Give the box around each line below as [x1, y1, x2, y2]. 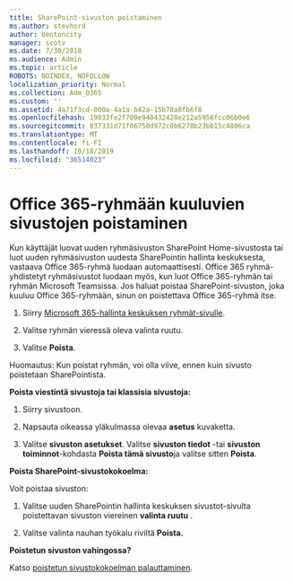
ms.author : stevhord [9, 22, 87, 31]
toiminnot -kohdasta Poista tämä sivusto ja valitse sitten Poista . [22, 448, 257, 459]
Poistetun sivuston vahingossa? [9, 545, 132, 556]
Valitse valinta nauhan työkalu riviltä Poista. [22, 527, 184, 539]
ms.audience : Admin [9, 55, 82, 64]
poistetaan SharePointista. [9, 369, 107, 380]
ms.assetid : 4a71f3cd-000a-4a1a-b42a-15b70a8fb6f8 [9, 105, 203, 114]
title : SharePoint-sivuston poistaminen [9, 13, 163, 22]
